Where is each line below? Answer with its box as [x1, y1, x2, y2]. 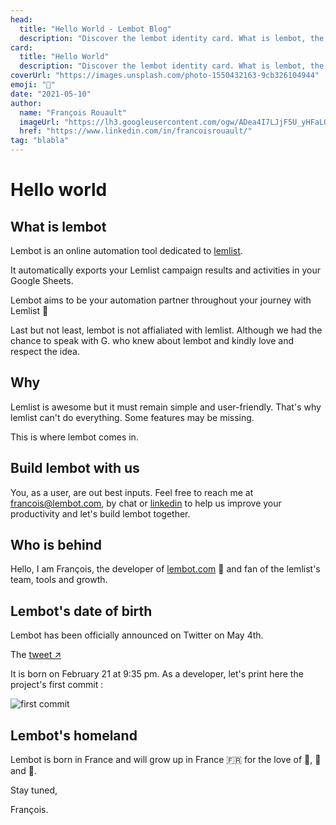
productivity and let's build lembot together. [10, 507, 191, 520]
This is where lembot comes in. [10, 431, 139, 443]
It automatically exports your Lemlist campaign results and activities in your [10, 264, 322, 276]
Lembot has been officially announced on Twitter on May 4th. [10, 629, 264, 641]
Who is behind [10, 537, 102, 554]
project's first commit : [10, 679, 104, 691]
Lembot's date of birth [10, 602, 153, 620]
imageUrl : [19, 117, 60, 127]
